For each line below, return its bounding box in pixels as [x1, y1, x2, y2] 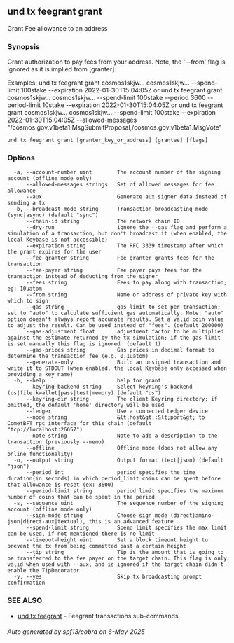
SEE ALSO [7, 595, 43, 605]
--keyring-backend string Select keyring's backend [25, 383, 193, 391]
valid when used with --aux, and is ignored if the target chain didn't [7, 561, 224, 568]
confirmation [7, 579, 46, 587]
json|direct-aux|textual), [7, 518, 86, 525]
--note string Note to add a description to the [25, 432, 218, 440]
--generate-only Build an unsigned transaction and [25, 359, 221, 366]
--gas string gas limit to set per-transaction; [25, 304, 221, 311]
